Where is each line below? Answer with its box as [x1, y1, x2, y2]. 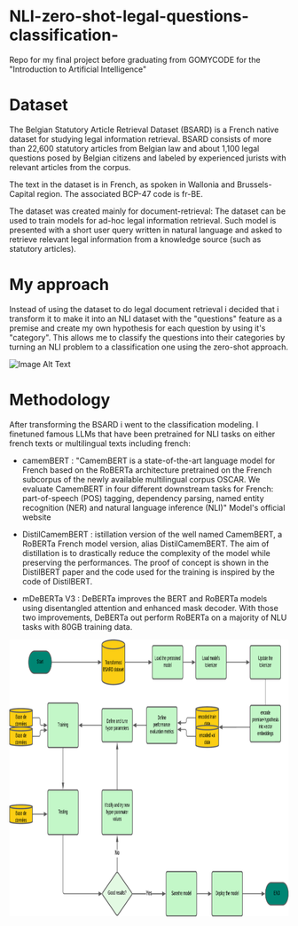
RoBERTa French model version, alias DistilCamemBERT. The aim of [21, 538, 270, 549]
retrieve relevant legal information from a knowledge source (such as [9, 233, 262, 245]
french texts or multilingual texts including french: [9, 437, 191, 449]
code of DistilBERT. [21, 576, 93, 586]
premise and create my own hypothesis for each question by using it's [9, 322, 266, 334]
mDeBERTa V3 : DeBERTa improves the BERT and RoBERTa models [21, 592, 268, 604]
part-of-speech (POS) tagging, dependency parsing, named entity [21, 492, 264, 503]
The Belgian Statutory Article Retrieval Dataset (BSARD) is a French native [9, 124, 279, 135]
